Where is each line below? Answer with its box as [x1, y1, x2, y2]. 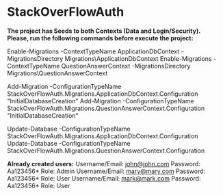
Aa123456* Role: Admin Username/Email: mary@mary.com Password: [7, 167, 206, 175]
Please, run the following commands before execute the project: [7, 34, 194, 42]
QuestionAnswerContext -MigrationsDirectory [61, 62, 191, 70]
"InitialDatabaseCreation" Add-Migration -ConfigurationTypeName [7, 96, 195, 105]
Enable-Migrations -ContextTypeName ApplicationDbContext [7, 47, 180, 55]
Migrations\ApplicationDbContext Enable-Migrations [64, 54, 212, 62]
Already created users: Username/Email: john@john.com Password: [7, 159, 200, 168]
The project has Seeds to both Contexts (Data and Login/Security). [7, 27, 200, 35]
